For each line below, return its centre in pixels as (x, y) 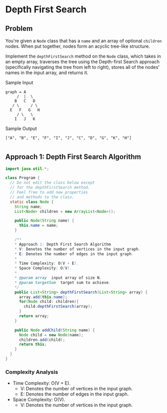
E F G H (25, 110)
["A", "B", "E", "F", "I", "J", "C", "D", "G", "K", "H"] (68, 138)
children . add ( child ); (42, 340)
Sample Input (19, 83)
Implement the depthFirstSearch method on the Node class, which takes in (83, 56)
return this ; (33, 345)
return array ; (34, 316)
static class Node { (32, 202)
